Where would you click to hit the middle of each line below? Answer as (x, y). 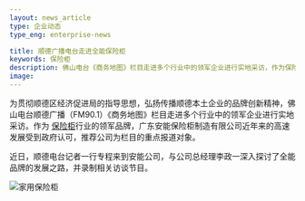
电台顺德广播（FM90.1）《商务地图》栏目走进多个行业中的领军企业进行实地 (156, 114)
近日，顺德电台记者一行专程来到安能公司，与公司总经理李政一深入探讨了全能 (152, 156)
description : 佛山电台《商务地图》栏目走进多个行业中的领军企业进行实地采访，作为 (148, 68)
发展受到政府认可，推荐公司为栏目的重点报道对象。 (105, 137)
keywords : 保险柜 (40, 60)
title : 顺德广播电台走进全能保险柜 (68, 51)
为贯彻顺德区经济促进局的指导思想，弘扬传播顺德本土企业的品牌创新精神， (148, 103)
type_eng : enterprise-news (60, 34)
